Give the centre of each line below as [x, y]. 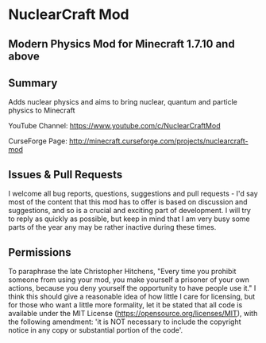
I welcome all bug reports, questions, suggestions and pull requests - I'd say [133, 194]
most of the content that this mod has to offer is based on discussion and [128, 202]
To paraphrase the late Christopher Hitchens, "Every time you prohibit [122, 272]
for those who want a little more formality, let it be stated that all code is [125, 305]
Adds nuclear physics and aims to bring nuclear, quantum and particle [123, 102]
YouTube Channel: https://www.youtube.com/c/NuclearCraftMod [114, 126]
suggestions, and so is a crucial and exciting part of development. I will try [130, 211]
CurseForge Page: [38, 141]
